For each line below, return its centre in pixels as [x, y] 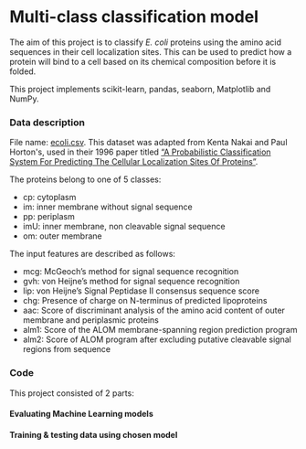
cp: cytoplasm [49, 198]
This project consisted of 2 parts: [72, 393]
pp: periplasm [48, 217]
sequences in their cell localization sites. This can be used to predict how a [151, 51]
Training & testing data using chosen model [94, 434]
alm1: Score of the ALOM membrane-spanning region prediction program [160, 330]
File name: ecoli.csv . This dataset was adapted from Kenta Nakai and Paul [148, 143]
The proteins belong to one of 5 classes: [85, 179]
